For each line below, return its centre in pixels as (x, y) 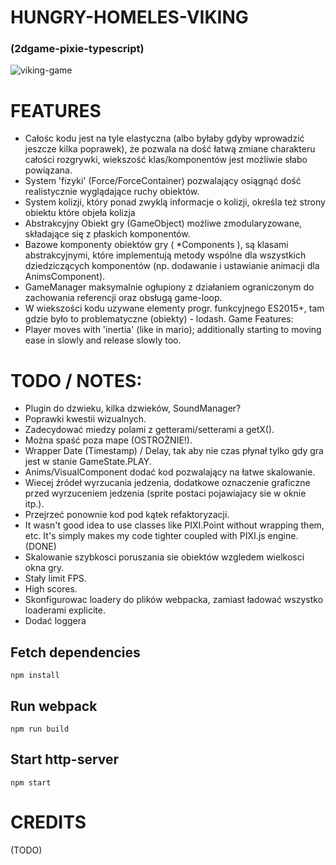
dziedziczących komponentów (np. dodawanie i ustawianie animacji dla (172, 266)
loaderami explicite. (65, 610)
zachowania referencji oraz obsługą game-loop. (123, 298)
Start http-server (65, 759)
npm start (31, 782)
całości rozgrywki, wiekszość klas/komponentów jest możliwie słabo (166, 160)
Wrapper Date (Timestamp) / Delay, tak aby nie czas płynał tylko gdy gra (174, 451)
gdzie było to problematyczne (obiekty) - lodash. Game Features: (159, 319)
